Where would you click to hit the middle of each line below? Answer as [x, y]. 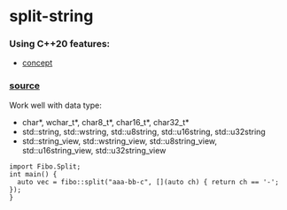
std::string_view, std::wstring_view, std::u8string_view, [120, 141]
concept [37, 63]
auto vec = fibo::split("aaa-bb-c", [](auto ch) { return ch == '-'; [148, 182]
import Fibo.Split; [45, 166]
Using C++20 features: [60, 44]
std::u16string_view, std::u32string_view [94, 150]
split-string [51, 16]
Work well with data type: [55, 105]
